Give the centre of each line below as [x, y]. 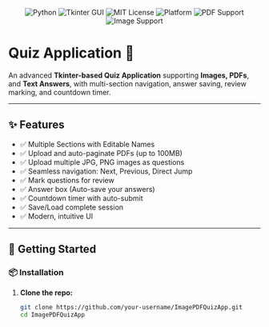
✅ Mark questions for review [67, 180]
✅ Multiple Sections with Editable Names [87, 144]
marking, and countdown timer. [60, 92]
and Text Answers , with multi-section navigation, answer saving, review [127, 83]
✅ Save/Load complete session [72, 207]
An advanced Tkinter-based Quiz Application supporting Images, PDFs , [129, 75]
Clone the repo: [46, 293]
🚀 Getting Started [52, 249]
